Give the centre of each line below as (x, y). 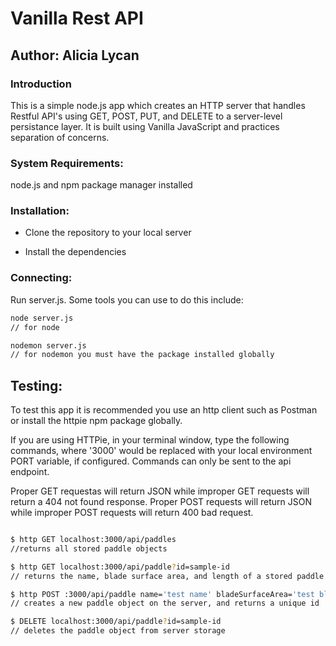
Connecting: (41, 278)
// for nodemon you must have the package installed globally (142, 355)
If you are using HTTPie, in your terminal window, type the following (150, 440)
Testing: (36, 385)
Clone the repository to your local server (108, 233)
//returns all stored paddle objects (89, 548)
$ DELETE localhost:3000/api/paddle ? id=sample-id (116, 622)
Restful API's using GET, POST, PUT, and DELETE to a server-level (146, 116)
